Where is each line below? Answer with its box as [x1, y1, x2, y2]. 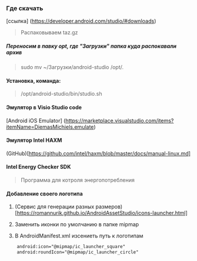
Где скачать [6, 4, 43, 12]
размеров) [95, 203, 123, 210]
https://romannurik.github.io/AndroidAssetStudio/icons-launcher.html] [17, 210, 188, 217]
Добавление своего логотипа [6, 190, 83, 197]
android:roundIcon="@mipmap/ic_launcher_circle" [17, 249, 139, 255]
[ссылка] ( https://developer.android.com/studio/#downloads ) [6, 18, 157, 25]
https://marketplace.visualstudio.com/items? [65, 117, 175, 124]
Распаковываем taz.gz [20, 29, 78, 36]
